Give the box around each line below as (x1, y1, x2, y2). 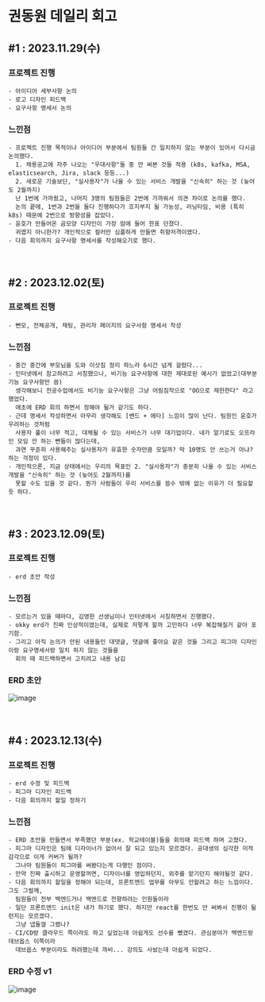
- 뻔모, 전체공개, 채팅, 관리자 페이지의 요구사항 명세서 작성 (8, 321, 182, 330)
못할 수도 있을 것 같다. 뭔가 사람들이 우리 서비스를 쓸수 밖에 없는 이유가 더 (15, 480, 234, 488)
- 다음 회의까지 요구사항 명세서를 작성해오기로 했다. (8, 237, 156, 245)
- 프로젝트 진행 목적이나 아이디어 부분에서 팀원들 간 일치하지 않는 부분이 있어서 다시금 (8, 144, 255, 152)
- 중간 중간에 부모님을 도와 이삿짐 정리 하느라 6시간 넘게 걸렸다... (8, 362, 203, 369)
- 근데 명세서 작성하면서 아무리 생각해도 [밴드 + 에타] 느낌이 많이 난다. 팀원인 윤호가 (8, 412, 257, 420)
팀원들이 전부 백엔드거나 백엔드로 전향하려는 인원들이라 (15, 896, 169, 903)
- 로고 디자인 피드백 (8, 95, 67, 103)
